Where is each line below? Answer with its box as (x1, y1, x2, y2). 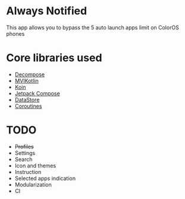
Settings (14, 149, 36, 156)
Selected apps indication (14, 175, 76, 182)
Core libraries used (6, 51, 102, 65)
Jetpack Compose (14, 89, 61, 97)
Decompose (14, 70, 45, 78)
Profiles (14, 143, 34, 150)
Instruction (14, 168, 42, 175)
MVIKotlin (14, 77, 39, 84)
